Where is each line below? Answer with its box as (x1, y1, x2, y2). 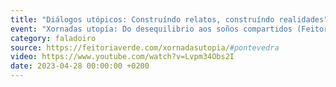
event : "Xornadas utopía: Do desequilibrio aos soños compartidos (10, 24, 293, 34)
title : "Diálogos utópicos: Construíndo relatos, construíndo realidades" (10, 14, 329, 25)
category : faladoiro (10, 33, 97, 43)
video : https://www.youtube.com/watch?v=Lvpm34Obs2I (10, 52, 235, 62)
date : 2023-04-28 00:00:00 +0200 (10, 61, 150, 71)
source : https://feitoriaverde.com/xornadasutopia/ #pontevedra (10, 42, 280, 53)
